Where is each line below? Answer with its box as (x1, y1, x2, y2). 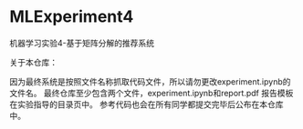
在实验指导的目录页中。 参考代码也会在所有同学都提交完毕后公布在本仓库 (9, 98, 284, 110)
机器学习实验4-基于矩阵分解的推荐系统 (9, 37, 155, 48)
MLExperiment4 (9, 6, 134, 27)
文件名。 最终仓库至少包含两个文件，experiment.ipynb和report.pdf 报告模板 (9, 87, 294, 98)
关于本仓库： (9, 56, 57, 67)
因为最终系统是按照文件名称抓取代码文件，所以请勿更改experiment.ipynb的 (9, 75, 291, 87)
